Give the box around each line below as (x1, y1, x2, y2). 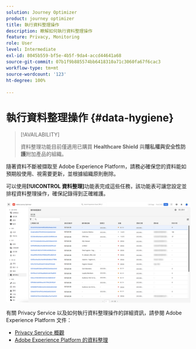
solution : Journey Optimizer (6, 9, 77, 15)
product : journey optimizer (6, 15, 75, 22)
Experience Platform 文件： (6, 316, 72, 323)
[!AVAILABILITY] (20, 131, 60, 138)
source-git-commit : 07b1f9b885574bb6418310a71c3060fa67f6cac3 (6, 59, 161, 64)
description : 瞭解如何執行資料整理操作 (6, 28, 92, 34)
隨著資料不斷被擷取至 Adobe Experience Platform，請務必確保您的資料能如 (6, 163, 187, 170)
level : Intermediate (6, 47, 57, 53)
